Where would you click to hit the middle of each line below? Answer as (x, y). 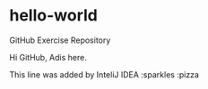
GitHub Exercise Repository (60, 40)
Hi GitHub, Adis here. (48, 57)
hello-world (54, 16)
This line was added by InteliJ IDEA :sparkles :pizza (104, 74)
